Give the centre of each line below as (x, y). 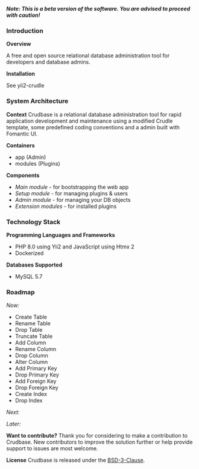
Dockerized (29, 253)
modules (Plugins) (37, 163)
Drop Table (29, 330)
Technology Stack (33, 222)
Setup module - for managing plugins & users (71, 193)
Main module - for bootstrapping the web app (72, 187)
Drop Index (29, 401)
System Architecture (37, 101)
